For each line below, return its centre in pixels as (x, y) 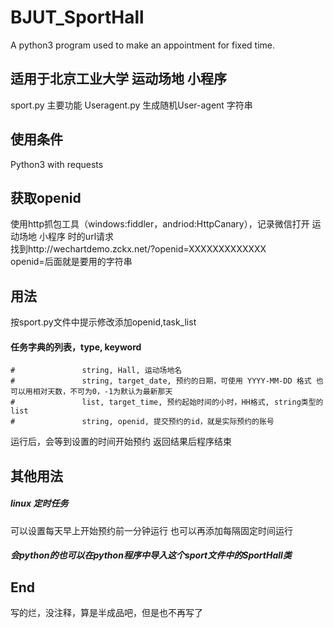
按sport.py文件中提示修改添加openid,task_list (103, 322)
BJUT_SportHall (77, 17)
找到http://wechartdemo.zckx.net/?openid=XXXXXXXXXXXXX (138, 249)
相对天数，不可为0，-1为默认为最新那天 (102, 392)
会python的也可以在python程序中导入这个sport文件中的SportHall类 (151, 555)
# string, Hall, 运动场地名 (96, 371)
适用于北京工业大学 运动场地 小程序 (118, 79)
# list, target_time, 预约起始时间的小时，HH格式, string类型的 (167, 402)
